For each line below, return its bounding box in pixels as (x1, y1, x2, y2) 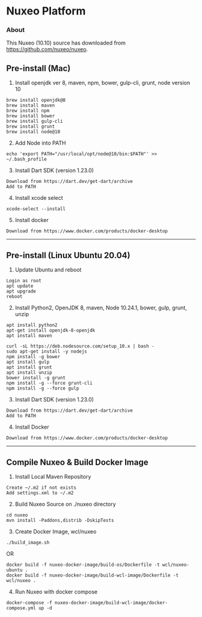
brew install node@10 (6, 129, 61, 135)
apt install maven (6, 333, 52, 339)
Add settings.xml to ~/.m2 (6, 489, 74, 496)
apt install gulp (6, 359, 50, 365)
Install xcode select (14, 194, 63, 202)
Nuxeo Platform (6, 4, 86, 18)
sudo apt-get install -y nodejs (6, 349, 87, 355)
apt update (6, 283, 34, 290)
